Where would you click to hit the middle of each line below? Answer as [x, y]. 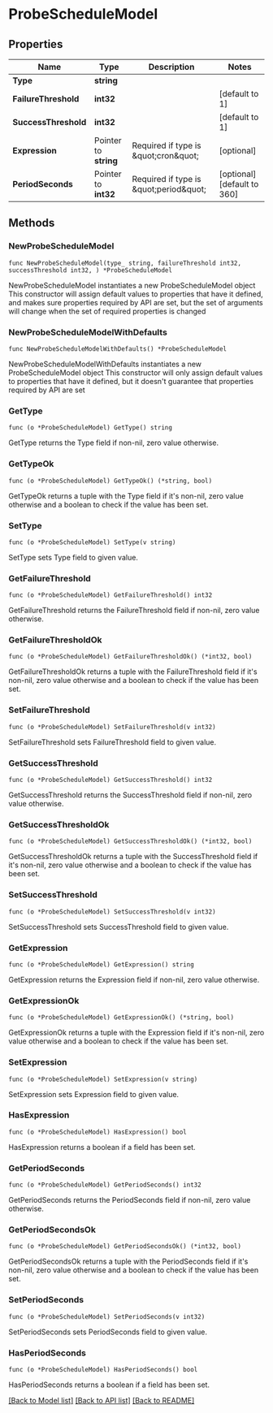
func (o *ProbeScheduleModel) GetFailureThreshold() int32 [110, 595]
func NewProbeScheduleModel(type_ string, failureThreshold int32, [125, 263]
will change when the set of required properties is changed [107, 311]
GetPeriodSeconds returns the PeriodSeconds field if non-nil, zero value [130, 1200]
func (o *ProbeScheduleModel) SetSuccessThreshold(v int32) [113, 912]
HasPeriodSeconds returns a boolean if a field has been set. [109, 1385]
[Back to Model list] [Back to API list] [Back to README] [102, 1401]
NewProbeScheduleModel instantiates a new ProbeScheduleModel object [132, 285]
